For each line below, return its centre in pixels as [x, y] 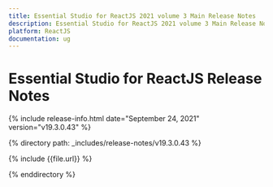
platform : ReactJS [39, 31]
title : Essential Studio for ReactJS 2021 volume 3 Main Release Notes [132, 16]
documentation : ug [39, 39]
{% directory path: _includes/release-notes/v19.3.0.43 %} [105, 143]
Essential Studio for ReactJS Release [135, 79]
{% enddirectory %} [42, 175]
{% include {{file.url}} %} [50, 159]
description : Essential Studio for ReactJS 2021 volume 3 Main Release [132, 24]
